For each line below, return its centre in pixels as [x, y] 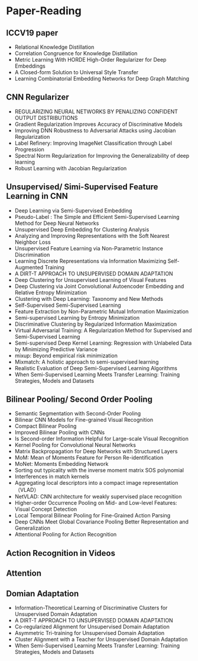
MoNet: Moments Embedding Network [61, 464]
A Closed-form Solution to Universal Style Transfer [77, 72]
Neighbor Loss [33, 242]
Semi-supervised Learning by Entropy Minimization [77, 317]
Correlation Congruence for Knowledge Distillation [76, 53]
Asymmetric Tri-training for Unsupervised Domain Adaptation [90, 633]
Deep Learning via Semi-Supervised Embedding [73, 210]
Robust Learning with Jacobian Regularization [71, 168]
